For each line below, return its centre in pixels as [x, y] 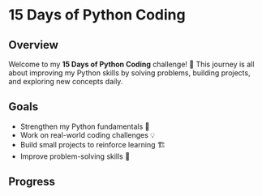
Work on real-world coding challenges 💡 [88, 134]
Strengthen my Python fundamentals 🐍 [85, 126]
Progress [32, 182]
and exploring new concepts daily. [66, 81]
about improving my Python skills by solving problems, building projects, [129, 73]
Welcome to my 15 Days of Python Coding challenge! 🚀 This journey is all [131, 64]
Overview [34, 45]
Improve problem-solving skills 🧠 [75, 156]
